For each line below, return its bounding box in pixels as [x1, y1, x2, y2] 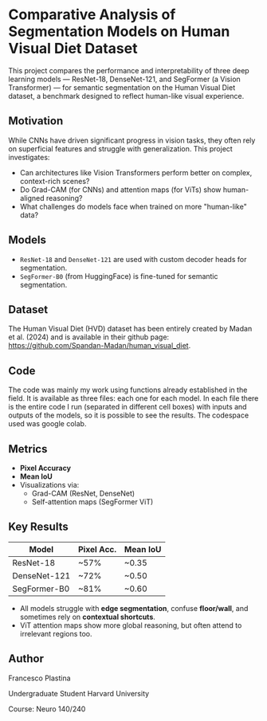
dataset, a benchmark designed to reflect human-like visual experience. [8, 91, 245, 100]
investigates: [8, 152, 50, 162]
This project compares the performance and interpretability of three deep [8, 65, 249, 75]
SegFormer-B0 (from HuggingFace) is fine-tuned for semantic [19, 271, 218, 280]
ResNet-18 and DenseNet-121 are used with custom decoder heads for [19, 254, 247, 264]
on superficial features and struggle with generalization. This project [8, 143, 233, 153]
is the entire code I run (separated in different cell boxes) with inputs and [8, 402, 247, 412]
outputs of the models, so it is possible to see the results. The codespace [8, 410, 249, 420]
